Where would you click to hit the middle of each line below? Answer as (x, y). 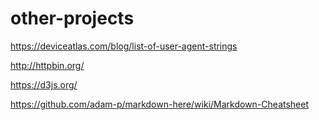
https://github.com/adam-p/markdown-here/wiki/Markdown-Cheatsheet (160, 104)
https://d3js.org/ (44, 84)
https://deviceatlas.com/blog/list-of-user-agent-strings (124, 46)
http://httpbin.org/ (47, 65)
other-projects (72, 18)
